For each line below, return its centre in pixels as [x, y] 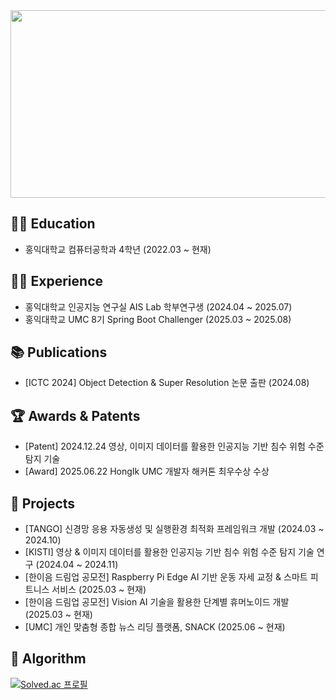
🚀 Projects [43, 503]
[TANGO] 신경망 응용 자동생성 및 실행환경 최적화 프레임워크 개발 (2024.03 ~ [174, 529]
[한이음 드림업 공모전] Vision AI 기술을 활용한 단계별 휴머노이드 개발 [157, 602]
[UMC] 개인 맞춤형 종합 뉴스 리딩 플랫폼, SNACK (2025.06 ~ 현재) [155, 627]
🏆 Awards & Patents [75, 415]
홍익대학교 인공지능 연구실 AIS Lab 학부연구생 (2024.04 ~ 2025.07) [158, 306]
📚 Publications [59, 352]
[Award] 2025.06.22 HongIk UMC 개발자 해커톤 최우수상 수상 [147, 471]
